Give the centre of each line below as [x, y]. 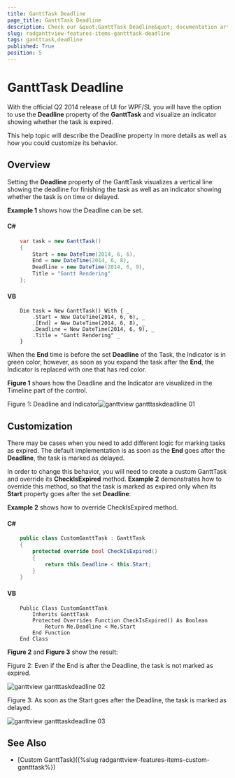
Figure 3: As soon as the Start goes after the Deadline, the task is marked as [117, 700]
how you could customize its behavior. [63, 143]
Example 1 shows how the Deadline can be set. [75, 210]
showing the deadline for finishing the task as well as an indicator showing [114, 189]
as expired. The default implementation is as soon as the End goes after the [116, 450]
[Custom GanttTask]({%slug [58, 760]
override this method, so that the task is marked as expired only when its [112, 486]
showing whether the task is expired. [60, 122]
